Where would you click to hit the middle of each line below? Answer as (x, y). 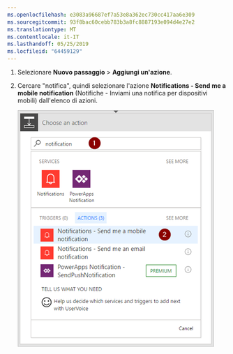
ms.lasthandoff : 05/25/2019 (48, 44)
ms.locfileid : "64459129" (45, 52)
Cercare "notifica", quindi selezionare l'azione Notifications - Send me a (122, 86)
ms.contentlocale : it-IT (43, 37)
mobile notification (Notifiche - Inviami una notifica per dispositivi (112, 93)
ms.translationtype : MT (42, 29)
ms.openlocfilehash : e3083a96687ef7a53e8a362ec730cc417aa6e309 (101, 15)
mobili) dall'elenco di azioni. (57, 100)
